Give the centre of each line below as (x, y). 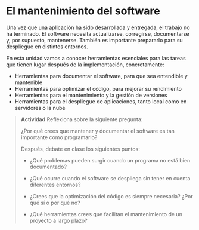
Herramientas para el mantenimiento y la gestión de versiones (91, 95)
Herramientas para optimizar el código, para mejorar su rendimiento (98, 88)
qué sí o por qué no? (55, 203)
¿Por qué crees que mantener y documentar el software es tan (97, 131)
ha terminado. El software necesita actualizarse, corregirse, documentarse (98, 33)
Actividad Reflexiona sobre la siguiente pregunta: (82, 119)
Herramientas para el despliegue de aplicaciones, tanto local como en (101, 101)
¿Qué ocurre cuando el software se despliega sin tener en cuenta (110, 178)
